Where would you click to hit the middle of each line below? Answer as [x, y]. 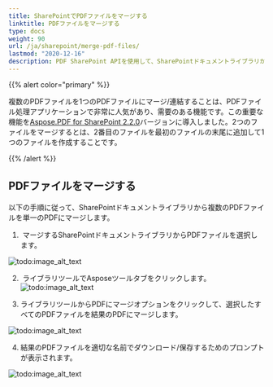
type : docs [27, 31]
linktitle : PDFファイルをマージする [64, 24]
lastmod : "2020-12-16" [47, 54]
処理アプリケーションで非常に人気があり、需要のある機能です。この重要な [139, 112]
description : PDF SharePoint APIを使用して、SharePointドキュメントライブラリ [134, 62]
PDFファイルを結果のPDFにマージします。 [112, 314]
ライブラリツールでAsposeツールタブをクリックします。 [117, 278]
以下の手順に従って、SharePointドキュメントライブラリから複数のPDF [126, 207]
